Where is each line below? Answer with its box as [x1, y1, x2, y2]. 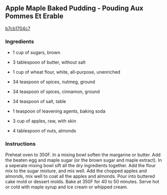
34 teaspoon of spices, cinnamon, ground [12, 88, 100, 95]
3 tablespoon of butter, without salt [12, 59, 86, 65]
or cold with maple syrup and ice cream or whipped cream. [5, 184, 128, 190]
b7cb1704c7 [5, 25, 31, 31]
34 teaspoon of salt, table [12, 99, 67, 105]
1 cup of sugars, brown [12, 50, 61, 56]
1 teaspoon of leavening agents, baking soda [12, 108, 106, 114]
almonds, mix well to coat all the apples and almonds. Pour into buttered [5, 173, 155, 179]
